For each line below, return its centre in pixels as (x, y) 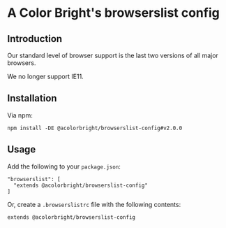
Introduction (35, 39)
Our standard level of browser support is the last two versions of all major (113, 55)
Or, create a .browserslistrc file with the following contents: (94, 204)
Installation (32, 98)
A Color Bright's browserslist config (113, 13)
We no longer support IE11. (45, 76)
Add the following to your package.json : (64, 166)
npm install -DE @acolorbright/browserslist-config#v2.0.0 (95, 128)
